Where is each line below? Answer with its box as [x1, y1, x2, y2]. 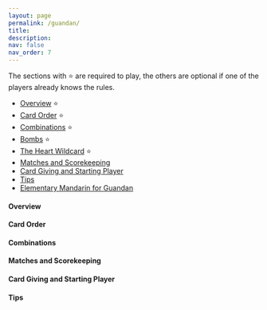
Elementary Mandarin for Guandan [19, 183, 134, 192]
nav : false [8, 41, 45, 49]
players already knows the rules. [8, 83, 116, 92]
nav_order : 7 [8, 49, 52, 57]
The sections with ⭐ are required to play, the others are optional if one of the [8, 71, 259, 80]
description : [8, 33, 52, 42]
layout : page [8, 11, 52, 20]
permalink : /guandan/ [8, 19, 80, 27]
